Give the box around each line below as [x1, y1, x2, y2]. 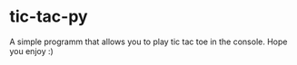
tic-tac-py [9, 6, 88, 27]
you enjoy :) [9, 45, 54, 56]
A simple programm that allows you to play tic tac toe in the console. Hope [9, 36, 288, 47]
